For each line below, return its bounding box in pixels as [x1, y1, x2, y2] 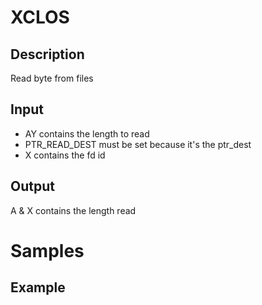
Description [10, 46, 85, 63]
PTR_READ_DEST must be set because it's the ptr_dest [24, 138, 252, 150]
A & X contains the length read [10, 204, 137, 216]
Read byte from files [10, 72, 94, 84]
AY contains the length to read [24, 127, 150, 140]
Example [10, 279, 66, 296]
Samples [10, 239, 85, 262]
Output [10, 178, 55, 195]
